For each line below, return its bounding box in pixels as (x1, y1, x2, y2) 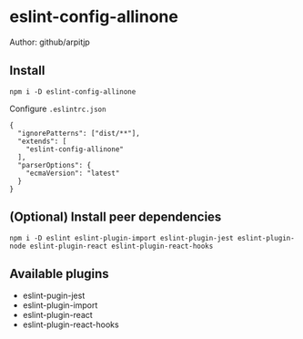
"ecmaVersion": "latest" (25, 169, 120, 178)
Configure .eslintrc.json (9, 103, 106, 114)
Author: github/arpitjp (9, 36, 91, 47)
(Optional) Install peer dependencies (9, 210, 222, 225)
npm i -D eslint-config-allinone (9, 87, 136, 97)
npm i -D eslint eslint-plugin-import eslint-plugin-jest (9, 233, 234, 242)
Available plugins (9, 266, 109, 282)
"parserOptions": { (17, 160, 92, 169)
